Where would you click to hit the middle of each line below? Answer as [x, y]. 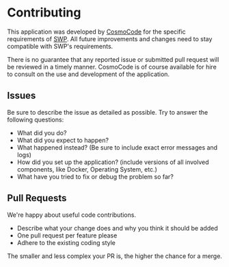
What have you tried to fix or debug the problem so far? [95, 176]
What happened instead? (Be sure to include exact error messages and [117, 147]
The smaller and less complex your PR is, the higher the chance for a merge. [114, 256]
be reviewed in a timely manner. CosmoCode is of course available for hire [112, 67]
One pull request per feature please [67, 235]
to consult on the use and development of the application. [88, 74]
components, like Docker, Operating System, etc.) [87, 169]
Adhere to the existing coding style [66, 242]
